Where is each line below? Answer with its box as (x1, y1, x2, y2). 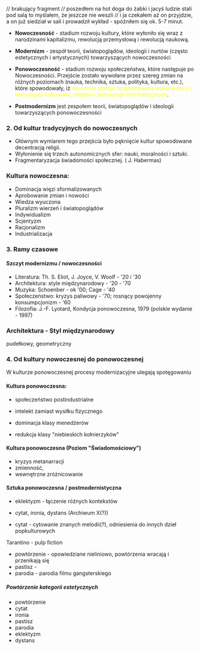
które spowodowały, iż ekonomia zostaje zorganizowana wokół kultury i (14, 85, 192, 92)
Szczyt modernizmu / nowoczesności (6, 260, 102, 267)
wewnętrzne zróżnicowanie (14, 471, 83, 478)
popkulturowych (14, 527, 56, 534)
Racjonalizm (14, 223, 46, 230)
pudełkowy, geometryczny (6, 340, 72, 348)
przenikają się (14, 556, 50, 564)
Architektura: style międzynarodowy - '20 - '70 (14, 279, 131, 287)
